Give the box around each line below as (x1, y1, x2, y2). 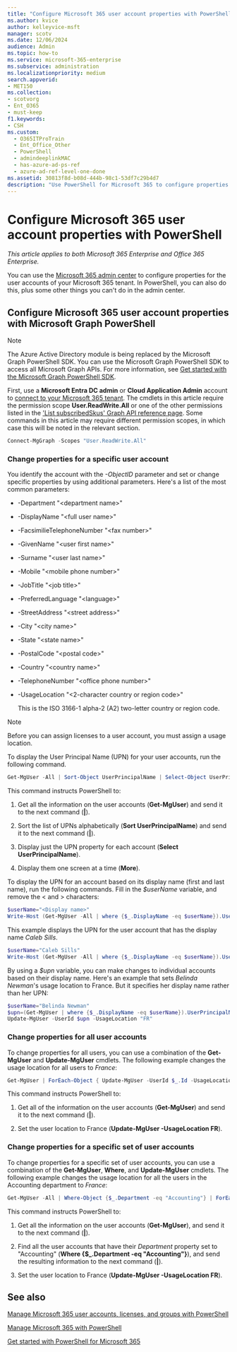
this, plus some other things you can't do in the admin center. (7, 286, 186, 295)
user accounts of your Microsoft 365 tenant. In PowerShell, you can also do (7, 278, 227, 287)
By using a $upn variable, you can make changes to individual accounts (7, 966, 216, 975)
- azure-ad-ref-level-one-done (13, 167, 106, 175)
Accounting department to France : (7, 1180, 108, 1189)
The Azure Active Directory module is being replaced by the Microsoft (7, 350, 211, 359)
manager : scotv (7, 30, 52, 37)
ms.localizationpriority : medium (7, 69, 106, 76)
